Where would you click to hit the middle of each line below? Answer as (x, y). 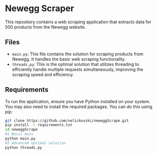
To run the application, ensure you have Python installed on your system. (78, 101)
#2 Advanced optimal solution (36, 143)
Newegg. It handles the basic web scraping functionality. (69, 59)
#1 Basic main (19, 134)
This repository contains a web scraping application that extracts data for (78, 22)
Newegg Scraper (39, 8)
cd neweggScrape (21, 130)
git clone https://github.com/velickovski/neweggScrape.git (67, 121)
